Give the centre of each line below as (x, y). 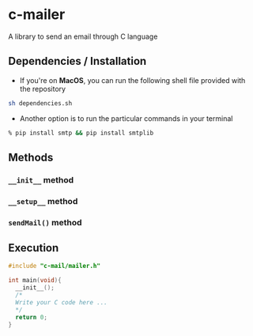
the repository (42, 89)
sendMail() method (45, 222)
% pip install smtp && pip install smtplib (81, 133)
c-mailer (37, 15)
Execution (34, 248)
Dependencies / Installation (77, 61)
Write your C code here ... (62, 302)
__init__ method (41, 179)
